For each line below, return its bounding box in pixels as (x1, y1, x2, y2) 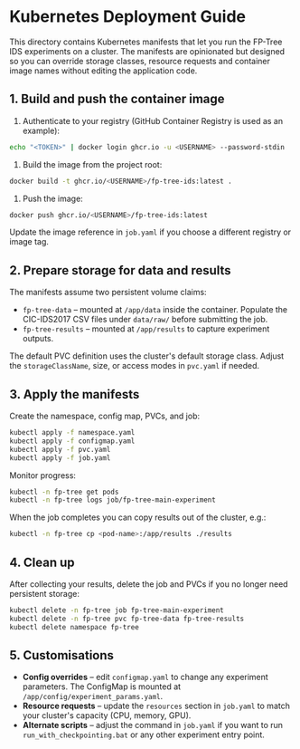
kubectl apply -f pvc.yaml (9, 445, 111, 454)
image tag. (9, 236, 50, 247)
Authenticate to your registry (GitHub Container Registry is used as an (22, 115, 283, 126)
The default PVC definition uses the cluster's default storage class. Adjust (9, 350, 285, 361)
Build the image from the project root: (22, 158, 163, 169)
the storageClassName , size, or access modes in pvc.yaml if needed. (9, 360, 260, 371)
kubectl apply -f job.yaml (9, 453, 111, 463)
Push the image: (22, 193, 83, 204)
